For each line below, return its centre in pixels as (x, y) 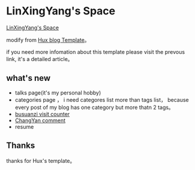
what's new (28, 78)
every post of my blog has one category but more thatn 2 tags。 (94, 107)
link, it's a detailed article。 (40, 59)
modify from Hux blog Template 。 (48, 40)
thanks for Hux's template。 (41, 160)
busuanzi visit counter (42, 114)
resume (24, 126)
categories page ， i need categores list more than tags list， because (102, 99)
